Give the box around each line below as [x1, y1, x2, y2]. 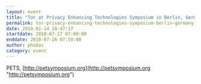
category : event [6, 48, 47, 54]
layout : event [6, 8, 42, 15]
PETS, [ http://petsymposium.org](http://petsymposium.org [6, 64, 151, 71]
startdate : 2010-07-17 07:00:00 [6, 31, 87, 37]
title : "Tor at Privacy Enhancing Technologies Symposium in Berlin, [6, 14, 184, 20]
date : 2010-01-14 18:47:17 [6, 25, 74, 32]
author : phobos [6, 43, 44, 49]
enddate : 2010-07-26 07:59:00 [6, 37, 82, 43]
